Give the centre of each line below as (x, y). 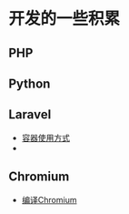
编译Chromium (49, 199)
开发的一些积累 (64, 19)
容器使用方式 (45, 138)
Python (30, 83)
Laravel (30, 115)
